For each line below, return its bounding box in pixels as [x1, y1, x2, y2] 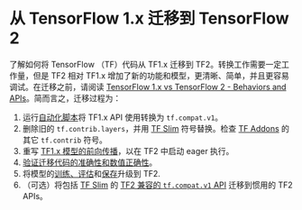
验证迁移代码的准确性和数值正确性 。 [22, 157, 158, 168]
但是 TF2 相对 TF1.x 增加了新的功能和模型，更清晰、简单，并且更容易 [32, 69, 290, 81]
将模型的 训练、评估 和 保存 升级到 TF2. [22, 168, 160, 178]
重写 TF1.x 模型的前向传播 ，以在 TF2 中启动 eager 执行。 [22, 145, 234, 156]
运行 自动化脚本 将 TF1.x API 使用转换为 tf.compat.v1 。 [22, 112, 224, 123]
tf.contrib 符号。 [40, 134, 108, 145]
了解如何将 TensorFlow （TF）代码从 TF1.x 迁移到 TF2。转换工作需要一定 [9, 59, 282, 69]
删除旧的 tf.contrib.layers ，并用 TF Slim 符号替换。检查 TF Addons [22, 123, 279, 133]
